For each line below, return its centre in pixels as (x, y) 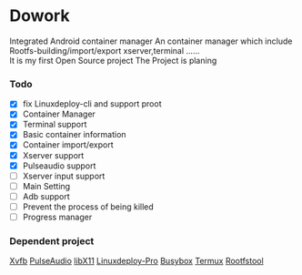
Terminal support (55, 125)
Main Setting (46, 186)
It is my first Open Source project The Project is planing (113, 60)
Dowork (40, 16)
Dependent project (52, 240)
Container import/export (68, 145)
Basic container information (74, 135)
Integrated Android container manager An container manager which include (151, 41)
